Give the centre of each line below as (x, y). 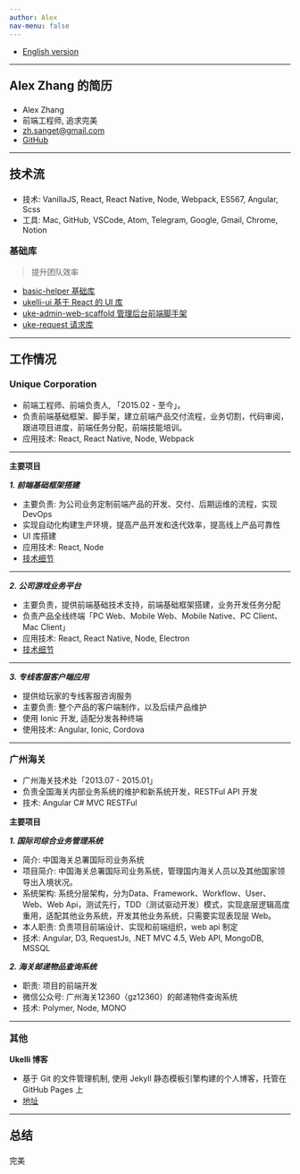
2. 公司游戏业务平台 (46, 585)
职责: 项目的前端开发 (60, 986)
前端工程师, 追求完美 (60, 120)
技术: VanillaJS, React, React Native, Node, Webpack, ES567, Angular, (150, 199)
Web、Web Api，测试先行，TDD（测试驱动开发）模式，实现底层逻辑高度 (156, 905)
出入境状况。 (54, 882)
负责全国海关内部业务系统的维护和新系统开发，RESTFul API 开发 (140, 792)
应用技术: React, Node (63, 547)
